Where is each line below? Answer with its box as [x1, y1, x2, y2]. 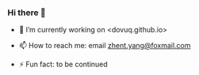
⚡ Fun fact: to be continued [18, 59, 108, 69]
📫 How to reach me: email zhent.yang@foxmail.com [18, 41, 191, 51]
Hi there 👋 [7, 7, 47, 18]
